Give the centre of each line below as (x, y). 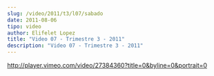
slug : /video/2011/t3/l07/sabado (55, 13)
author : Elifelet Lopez (41, 33)
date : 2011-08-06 (32, 20)
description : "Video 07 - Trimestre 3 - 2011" (75, 46)
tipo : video (24, 26)
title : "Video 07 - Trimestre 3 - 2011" (66, 39)
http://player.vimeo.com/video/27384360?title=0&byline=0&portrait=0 (107, 65)
